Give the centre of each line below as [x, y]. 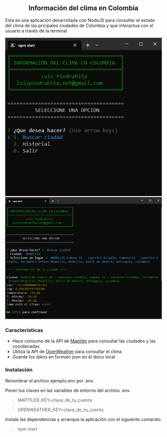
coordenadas [26, 346]
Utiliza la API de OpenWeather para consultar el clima [67, 352]
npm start [27, 429]
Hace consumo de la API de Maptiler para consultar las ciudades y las [84, 341]
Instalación [19, 370]
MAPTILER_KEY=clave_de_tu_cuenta [55, 400]
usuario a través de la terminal [36, 31]
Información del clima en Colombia [83, 8]
